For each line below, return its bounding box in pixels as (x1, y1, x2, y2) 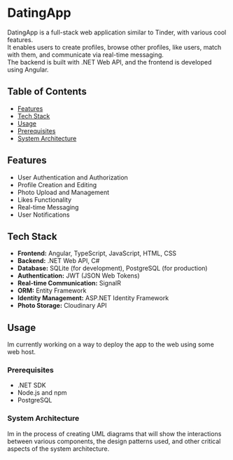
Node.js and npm (17, 388, 67, 397)
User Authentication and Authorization (17, 173, 128, 182)
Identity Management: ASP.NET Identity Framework (17, 294, 169, 302)
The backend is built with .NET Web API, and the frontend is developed (7, 57, 212, 66)
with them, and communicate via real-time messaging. (7, 50, 164, 59)
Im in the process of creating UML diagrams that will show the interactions (7, 429, 222, 438)
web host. (7, 348, 36, 356)
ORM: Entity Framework (17, 286, 87, 295)
